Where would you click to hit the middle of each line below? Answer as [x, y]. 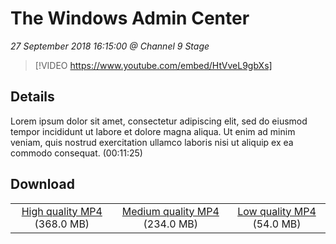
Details [32, 97]
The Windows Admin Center [130, 18]
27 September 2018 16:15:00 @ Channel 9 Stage [110, 46]
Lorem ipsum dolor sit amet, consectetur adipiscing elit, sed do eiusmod [159, 121]
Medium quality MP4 [170, 211]
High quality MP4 [62, 211]
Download [42, 184]
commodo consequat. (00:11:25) [76, 153]
